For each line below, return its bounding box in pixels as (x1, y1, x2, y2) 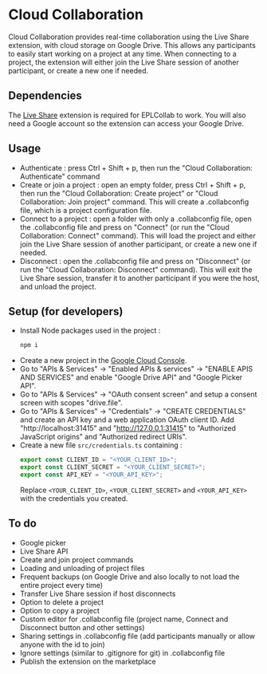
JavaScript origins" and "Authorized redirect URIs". (19, 432, 187, 442)
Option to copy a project (19, 605, 100, 615)
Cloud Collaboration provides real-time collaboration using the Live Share (8, 32, 249, 41)
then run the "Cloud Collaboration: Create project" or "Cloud (19, 188, 218, 198)
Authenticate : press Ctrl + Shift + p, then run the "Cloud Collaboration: (19, 163, 253, 172)
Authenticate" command (19, 171, 100, 181)
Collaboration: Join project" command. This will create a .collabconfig (19, 197, 249, 207)
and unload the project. (19, 282, 97, 291)
